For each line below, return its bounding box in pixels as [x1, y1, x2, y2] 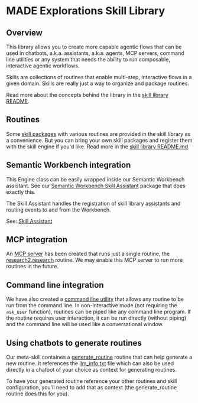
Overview [6, 28, 43, 38]
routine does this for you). [6, 390, 69, 397]
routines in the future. [6, 263, 59, 270]
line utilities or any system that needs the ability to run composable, [6, 56, 170, 63]
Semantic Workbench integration [6, 160, 131, 170]
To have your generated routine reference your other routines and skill [6, 378, 177, 385]
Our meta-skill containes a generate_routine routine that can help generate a [6, 353, 193, 361]
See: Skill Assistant [6, 217, 53, 225]
